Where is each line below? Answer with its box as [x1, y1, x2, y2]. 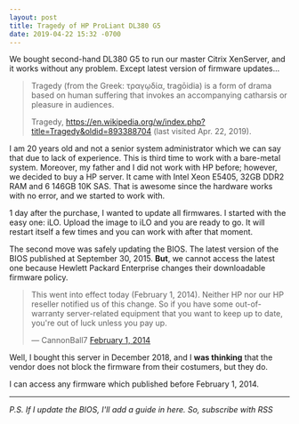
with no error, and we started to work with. [9, 190, 166, 201]
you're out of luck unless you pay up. [30, 317, 167, 329]
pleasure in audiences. [30, 100, 115, 110]
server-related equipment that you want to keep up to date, [66, 308, 283, 319]
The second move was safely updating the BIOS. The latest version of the [9, 244, 279, 254]
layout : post [9, 12, 58, 22]
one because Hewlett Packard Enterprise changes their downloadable [9, 263, 266, 274]
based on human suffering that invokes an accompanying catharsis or [30, 90, 287, 100]
